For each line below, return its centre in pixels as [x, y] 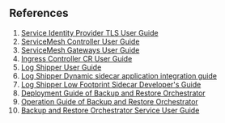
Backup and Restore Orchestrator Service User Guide [110, 110]
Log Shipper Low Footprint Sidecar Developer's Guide [111, 84]
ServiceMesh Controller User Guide [80, 41]
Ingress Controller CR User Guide [76, 58]
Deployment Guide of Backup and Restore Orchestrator [113, 93]
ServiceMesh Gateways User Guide [80, 50]
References [39, 13]
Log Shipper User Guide [61, 67]
